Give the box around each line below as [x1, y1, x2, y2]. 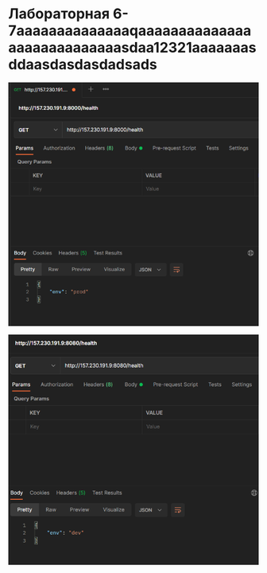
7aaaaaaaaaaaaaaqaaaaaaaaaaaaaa [8, 21, 252, 40]
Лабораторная [8, 5, 110, 23]
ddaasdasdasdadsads [8, 56, 157, 74]
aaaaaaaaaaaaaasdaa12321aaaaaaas [8, 39, 257, 57]
